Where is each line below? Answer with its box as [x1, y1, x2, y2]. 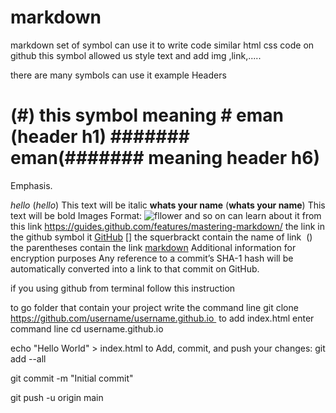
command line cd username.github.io [10, 322, 164, 335]
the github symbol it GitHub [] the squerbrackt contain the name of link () [10, 231, 313, 243]
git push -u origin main [10, 391, 104, 403]
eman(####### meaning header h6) [10, 147, 321, 170]
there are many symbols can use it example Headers [10, 69, 227, 81]
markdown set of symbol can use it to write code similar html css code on [10, 39, 315, 51]
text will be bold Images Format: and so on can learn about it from [10, 209, 322, 221]
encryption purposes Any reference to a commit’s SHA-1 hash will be [10, 252, 294, 264]
